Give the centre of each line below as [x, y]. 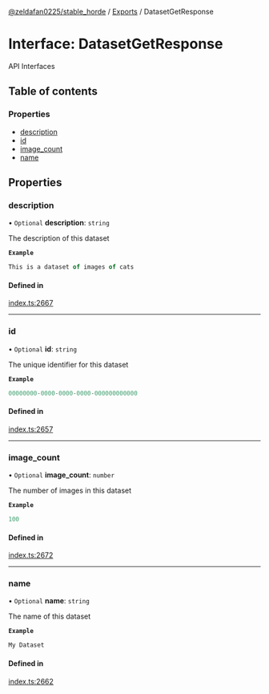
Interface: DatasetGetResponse [116, 44]
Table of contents [53, 91]
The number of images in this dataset [70, 491]
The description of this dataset [59, 238]
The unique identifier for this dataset [68, 364]
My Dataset [26, 645]
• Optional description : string [59, 223]
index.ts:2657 [31, 429]
